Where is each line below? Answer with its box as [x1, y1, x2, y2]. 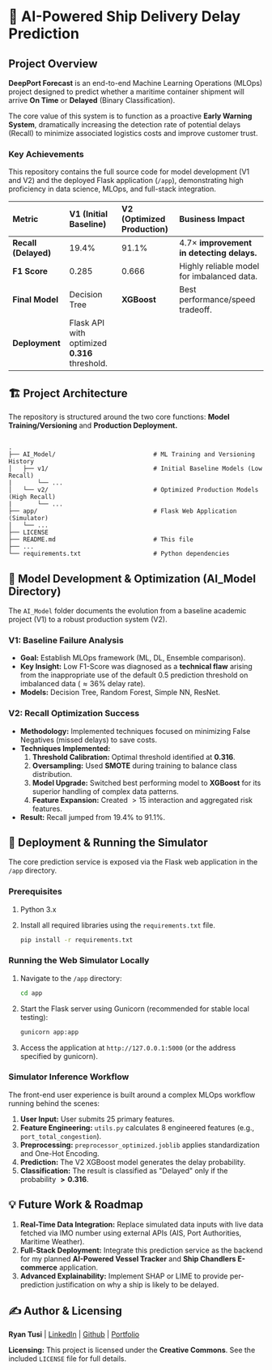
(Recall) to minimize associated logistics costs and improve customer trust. [8, 129, 258, 138]
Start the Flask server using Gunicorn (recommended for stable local [19, 1004, 249, 1014]
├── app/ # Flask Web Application [8, 507, 237, 515]
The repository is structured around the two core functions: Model [8, 412, 230, 422]
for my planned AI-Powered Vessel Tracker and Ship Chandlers [19, 1253, 236, 1263]
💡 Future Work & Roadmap [8, 1198, 144, 1212]
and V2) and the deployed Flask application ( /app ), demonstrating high [8, 176, 244, 186]
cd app [19, 988, 43, 997]
